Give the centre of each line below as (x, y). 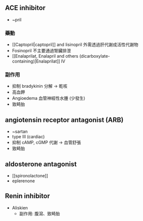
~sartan (20, 132)
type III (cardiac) (28, 137)
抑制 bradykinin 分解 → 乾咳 (40, 86)
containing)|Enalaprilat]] (36, 61)
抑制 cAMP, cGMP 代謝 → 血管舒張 (46, 142)
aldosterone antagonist (41, 164)
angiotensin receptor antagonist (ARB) (64, 120)
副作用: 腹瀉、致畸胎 (40, 213)
